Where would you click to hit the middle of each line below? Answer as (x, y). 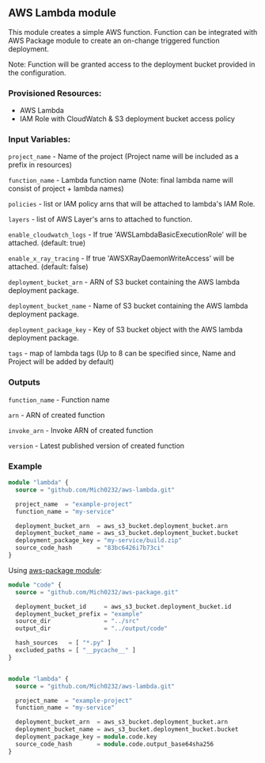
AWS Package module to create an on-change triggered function (114, 40)
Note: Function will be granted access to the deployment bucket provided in (132, 64)
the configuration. (37, 72)
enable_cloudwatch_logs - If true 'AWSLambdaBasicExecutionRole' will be (128, 235)
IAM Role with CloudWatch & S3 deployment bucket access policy (127, 119)
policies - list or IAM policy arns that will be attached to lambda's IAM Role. (132, 204)
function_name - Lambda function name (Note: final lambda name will (121, 180)
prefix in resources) (40, 165)
